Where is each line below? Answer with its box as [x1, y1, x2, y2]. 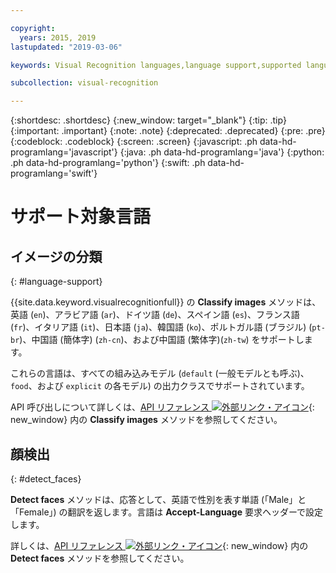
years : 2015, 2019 [19, 32, 97, 43]
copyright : [10, 23, 56, 33]
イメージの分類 [10, 248, 103, 265]
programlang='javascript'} [10, 146, 118, 158]
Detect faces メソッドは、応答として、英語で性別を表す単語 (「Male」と [10, 493, 307, 505]
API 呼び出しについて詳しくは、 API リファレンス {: [10, 401, 315, 413]
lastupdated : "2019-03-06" [10, 42, 123, 52]
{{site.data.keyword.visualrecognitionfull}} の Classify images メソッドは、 [10, 296, 322, 308]
